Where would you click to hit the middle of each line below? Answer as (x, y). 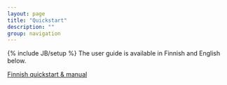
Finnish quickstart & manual (47, 74)
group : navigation (34, 33)
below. (17, 61)
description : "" (31, 27)
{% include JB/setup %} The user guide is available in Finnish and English (114, 53)
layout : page (26, 14)
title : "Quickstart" (37, 20)
